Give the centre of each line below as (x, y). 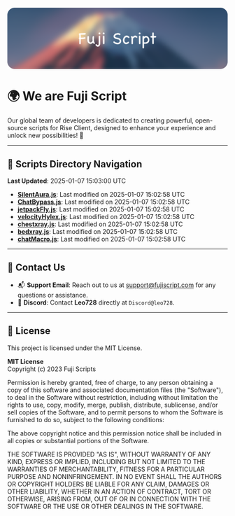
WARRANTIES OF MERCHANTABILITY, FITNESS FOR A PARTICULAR (106, 469)
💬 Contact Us (36, 268)
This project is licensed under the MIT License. (75, 348)
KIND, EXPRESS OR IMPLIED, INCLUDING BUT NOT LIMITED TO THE (106, 461)
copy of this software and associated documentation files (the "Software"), (115, 390)
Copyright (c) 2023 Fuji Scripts (52, 369)
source (17, 128)
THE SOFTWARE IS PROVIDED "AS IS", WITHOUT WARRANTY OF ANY (109, 454)
